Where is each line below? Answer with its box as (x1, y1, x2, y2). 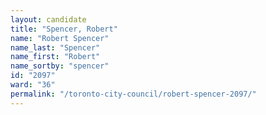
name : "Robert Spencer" (10, 33, 110, 43)
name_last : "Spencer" (10, 42, 101, 53)
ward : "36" (10, 80, 56, 90)
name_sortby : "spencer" (10, 61, 110, 71)
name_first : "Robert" (10, 52, 101, 62)
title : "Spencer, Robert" (10, 24, 118, 34)
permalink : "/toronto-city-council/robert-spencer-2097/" (10, 89, 257, 99)
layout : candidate (10, 14, 87, 25)
